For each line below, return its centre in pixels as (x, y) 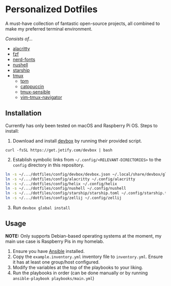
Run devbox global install (41, 208)
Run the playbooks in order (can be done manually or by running (80, 273)
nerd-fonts (24, 59)
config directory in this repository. (48, 165)
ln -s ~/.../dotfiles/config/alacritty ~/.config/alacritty (70, 179)
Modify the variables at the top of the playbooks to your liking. (78, 267)
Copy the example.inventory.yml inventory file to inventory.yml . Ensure (88, 256)
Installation (23, 113)
